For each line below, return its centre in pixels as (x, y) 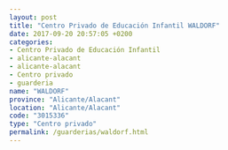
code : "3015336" (39, 116)
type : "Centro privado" (53, 124)
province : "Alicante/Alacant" (65, 99)
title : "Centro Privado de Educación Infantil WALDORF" (114, 26)
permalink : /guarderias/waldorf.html (79, 132)
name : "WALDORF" (39, 91)
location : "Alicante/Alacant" (65, 108)
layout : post (33, 17)
